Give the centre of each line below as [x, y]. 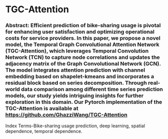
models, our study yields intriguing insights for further [75, 96]
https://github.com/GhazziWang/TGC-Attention [66, 115]
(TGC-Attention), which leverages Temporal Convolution [77, 51]
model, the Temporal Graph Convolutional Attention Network [82, 44]
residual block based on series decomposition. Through [76, 83]
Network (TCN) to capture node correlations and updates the [83, 57]
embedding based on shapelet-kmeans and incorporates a [80, 77]
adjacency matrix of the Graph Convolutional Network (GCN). [83, 64]
